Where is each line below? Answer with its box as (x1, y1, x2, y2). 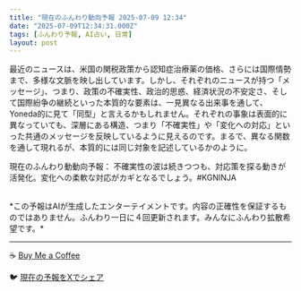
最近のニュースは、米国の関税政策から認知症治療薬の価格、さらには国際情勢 (9, 64, 292, 74)
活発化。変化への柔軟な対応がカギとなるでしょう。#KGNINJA (9, 172, 237, 184)
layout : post (9, 38, 58, 47)
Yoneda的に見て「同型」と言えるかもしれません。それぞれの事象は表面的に (9, 108, 288, 119)
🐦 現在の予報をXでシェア (9, 272, 105, 283)
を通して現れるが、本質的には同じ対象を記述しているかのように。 (9, 142, 253, 153)
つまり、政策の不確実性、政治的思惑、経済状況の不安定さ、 (52, 86, 272, 97)
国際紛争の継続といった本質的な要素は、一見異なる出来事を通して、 (16, 98, 268, 108)
